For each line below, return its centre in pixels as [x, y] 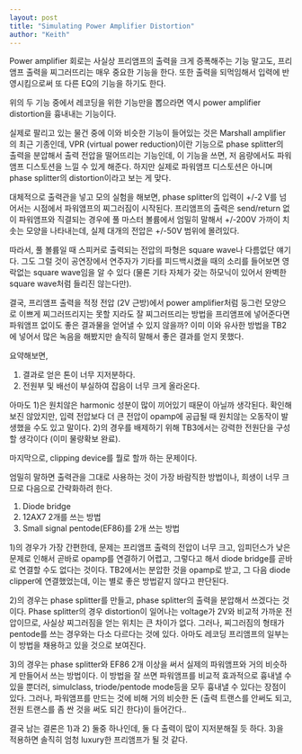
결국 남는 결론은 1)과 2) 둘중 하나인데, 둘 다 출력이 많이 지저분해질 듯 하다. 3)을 [147, 729]
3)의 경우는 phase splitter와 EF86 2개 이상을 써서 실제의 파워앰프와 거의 [136, 664]
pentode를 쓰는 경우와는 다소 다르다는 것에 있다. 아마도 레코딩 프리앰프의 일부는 [149, 634]
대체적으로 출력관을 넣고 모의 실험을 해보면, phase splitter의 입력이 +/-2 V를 [143, 197]
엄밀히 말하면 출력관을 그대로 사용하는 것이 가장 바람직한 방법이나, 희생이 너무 [145, 477]
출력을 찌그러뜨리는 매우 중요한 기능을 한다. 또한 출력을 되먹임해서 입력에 [153, 72]
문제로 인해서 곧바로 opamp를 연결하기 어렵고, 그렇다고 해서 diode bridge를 [143, 559]
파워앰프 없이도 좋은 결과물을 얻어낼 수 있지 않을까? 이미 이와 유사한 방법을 [139, 326]
